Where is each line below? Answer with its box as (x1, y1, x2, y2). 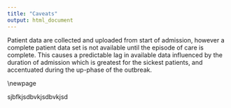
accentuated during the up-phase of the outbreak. (7, 65, 153, 74)
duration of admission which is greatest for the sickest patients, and (7, 58, 203, 66)
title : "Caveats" (7, 10, 58, 17)
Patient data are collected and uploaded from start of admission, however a (7, 36, 225, 44)
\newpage (7, 79, 37, 87)
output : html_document (7, 17, 73, 24)
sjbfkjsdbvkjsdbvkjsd (7, 92, 69, 101)
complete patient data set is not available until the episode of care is (7, 43, 204, 52)
